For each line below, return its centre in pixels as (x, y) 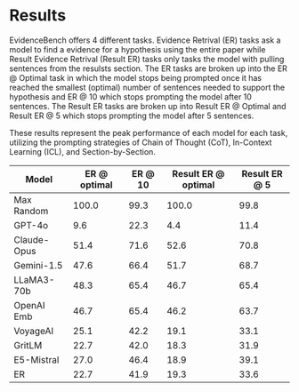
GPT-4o (31, 225)
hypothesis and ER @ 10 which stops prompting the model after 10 (130, 96)
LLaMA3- (34, 279)
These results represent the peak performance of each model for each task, (149, 132)
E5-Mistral (36, 359)
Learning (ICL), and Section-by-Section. (82, 151)
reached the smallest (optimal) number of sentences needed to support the (147, 87)
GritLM (28, 345)
